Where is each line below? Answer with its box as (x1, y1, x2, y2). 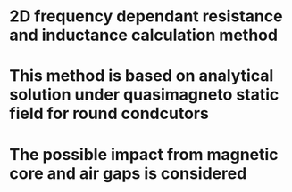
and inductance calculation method (9, 25, 279, 45)
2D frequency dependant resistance (9, 6, 283, 27)
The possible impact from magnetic (9, 144, 279, 164)
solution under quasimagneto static (9, 84, 279, 105)
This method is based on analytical (9, 66, 274, 86)
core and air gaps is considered (9, 163, 247, 183)
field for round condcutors (9, 104, 210, 124)
